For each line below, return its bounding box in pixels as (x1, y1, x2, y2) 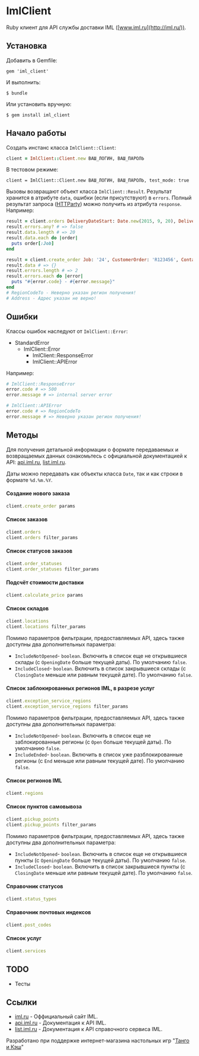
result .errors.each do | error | (6, 273, 84, 280)
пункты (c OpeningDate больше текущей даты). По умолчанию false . (14, 857, 187, 864)
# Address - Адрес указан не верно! (6, 295, 97, 301)
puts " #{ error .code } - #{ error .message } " (11, 279, 115, 285)
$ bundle (6, 90, 28, 96)
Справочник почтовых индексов (6, 909, 91, 916)
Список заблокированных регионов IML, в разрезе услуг (6, 684, 155, 692)
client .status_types (6, 896, 57, 902)
